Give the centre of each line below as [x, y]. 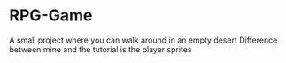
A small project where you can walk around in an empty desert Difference [143, 40]
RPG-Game [51, 16]
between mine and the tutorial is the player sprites [100, 49]
